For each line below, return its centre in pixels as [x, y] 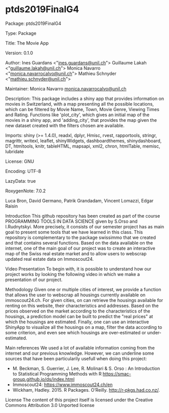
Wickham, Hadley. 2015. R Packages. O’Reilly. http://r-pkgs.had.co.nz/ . [86, 390]
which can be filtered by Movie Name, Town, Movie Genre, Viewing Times [82, 109]
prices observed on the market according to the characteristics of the [78, 311]
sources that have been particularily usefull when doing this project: [76, 358]
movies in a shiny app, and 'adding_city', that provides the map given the [81, 120]
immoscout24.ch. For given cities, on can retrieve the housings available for [84, 300]
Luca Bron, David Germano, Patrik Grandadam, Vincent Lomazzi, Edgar [79, 200]
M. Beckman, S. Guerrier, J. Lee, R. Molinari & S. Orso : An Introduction [86, 368]
